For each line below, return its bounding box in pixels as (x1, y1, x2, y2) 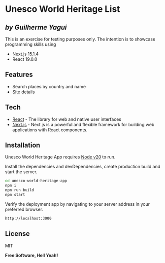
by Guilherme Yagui (5, 23, 67, 32)
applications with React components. (12, 127, 88, 133)
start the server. (5, 169, 38, 175)
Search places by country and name (12, 83, 86, 89)
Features (5, 71, 33, 79)
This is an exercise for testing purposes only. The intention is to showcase (5, 36, 156, 42)
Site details (12, 89, 35, 95)
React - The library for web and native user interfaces (12, 116, 122, 122)
